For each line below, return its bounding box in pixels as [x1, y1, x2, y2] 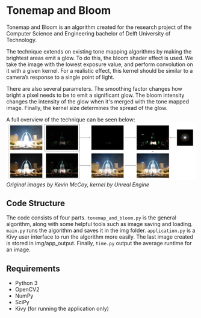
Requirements [6, 263, 60, 274]
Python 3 [14, 280, 38, 287]
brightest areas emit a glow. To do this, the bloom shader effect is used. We [6, 54, 194, 61]
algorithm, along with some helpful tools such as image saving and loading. [6, 221, 193, 228]
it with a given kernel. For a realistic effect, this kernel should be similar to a [6, 67, 193, 74]
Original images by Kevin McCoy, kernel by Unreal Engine [6, 181, 149, 188]
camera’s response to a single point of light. [6, 73, 115, 81]
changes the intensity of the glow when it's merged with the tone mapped [6, 97, 190, 105]
